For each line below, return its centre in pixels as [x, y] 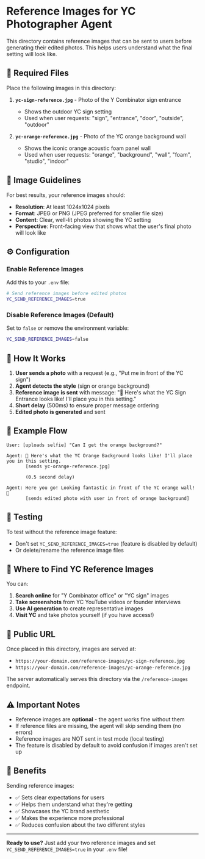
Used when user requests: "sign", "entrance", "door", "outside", [104, 118]
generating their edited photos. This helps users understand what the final [99, 48]
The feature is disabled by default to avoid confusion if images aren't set [106, 746]
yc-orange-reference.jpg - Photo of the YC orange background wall [100, 136]
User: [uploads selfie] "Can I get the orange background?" [85, 445]
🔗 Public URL [31, 634]
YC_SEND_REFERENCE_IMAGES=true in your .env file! [67, 849]
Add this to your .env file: [38, 282]
